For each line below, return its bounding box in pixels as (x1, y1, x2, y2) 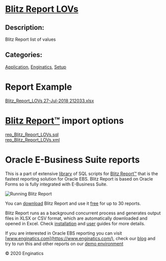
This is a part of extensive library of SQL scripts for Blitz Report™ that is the (5, 170, 159, 177)
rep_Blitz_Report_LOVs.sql (5, 131, 59, 137)
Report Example (5, 81, 72, 92)
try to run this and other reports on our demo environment (5, 241, 123, 247)
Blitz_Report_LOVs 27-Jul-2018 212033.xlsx (5, 98, 94, 104)
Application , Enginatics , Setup (5, 64, 66, 70)
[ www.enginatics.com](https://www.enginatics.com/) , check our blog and (5, 235, 156, 241)
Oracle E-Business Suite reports (5, 154, 140, 165)
